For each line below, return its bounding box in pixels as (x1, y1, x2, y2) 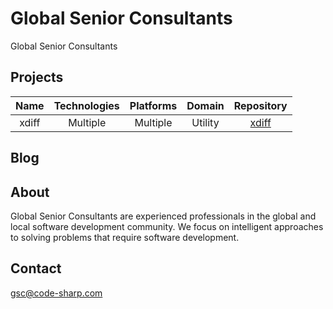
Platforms (129, 98, 178, 112)
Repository (233, 98, 288, 112)
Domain (186, 98, 225, 112)
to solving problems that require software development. (10, 231, 240, 243)
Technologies (53, 98, 120, 112)
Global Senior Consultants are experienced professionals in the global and (10, 210, 317, 222)
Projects (10, 69, 64, 86)
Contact (10, 260, 62, 277)
